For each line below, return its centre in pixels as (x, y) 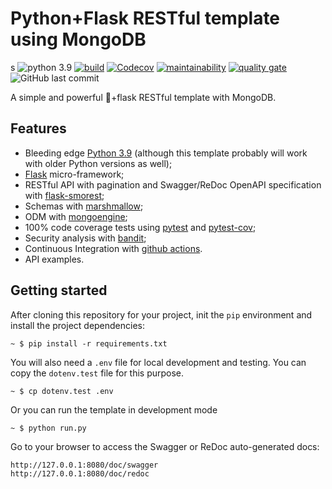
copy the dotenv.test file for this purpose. (97, 373)
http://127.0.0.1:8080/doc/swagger (84, 465)
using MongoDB (78, 39)
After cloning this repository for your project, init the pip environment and (161, 314)
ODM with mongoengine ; (76, 216)
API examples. (54, 259)
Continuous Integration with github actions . (113, 248)
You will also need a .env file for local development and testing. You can (158, 362)
